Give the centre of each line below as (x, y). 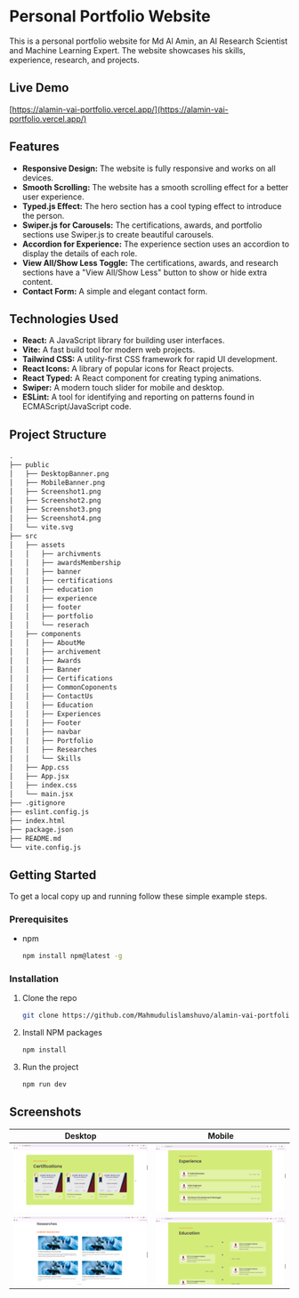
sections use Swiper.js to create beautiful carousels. (118, 234)
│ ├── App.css (39, 768)
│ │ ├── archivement (55, 652)
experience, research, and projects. (74, 60)
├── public (29, 465)
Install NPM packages (62, 1033)
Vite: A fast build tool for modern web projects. (109, 350)
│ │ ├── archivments (55, 554)
